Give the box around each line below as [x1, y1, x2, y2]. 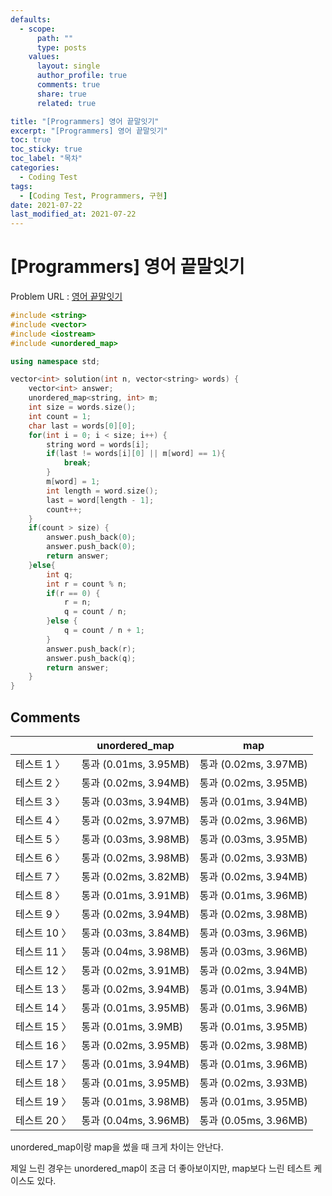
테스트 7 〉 [15, 870, 66, 883]
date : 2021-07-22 [10, 200, 83, 210]
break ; [63, 458, 92, 468]
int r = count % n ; [46, 579, 128, 589]
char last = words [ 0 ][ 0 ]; [28, 421, 137, 431]
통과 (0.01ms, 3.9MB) [81, 1020, 184, 1033]
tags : [10, 181, 33, 191]
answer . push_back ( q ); [46, 653, 137, 663]
